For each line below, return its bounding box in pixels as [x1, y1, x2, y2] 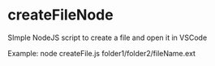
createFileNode [7, 6, 114, 24]
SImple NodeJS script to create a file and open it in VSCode [7, 33, 208, 42]
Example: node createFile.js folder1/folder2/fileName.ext [7, 48, 196, 58]
